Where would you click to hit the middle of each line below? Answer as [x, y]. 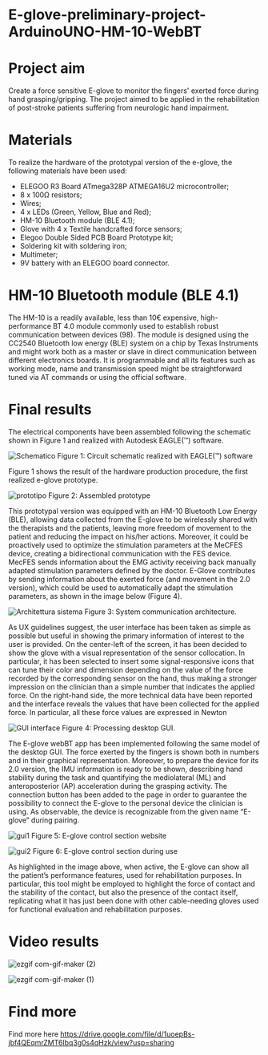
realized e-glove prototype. [53, 479]
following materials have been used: [68, 171]
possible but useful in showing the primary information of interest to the [126, 636]
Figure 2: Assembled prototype [99, 495]
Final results [50, 410]
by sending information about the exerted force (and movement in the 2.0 [129, 579]
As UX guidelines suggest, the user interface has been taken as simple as [130, 627]
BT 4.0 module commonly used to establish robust [136, 326]
